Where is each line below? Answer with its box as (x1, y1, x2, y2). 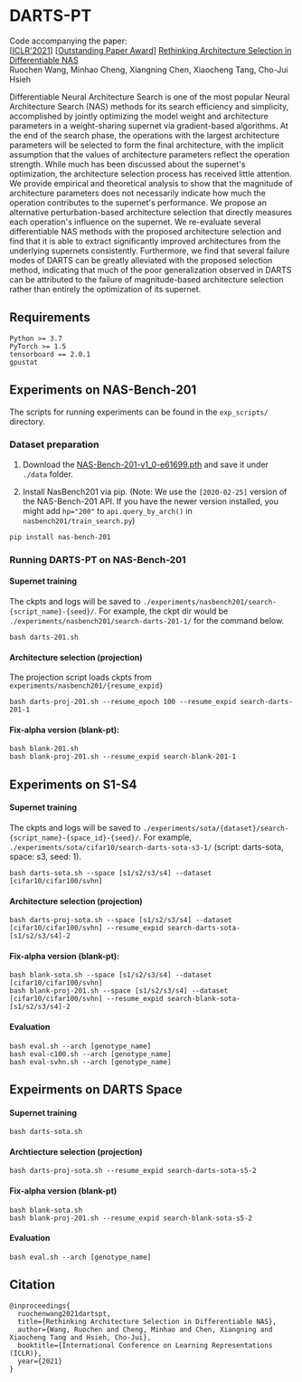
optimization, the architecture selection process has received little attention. (9, 168, 292, 179)
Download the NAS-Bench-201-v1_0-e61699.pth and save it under (22, 459, 269, 470)
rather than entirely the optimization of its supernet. (9, 283, 202, 294)
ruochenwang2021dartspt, (17, 1309, 111, 1318)
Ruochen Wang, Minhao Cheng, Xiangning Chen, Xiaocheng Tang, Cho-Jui (9, 64, 288, 75)
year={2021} (17, 1357, 63, 1366)
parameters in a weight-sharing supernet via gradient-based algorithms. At (9, 119, 289, 131)
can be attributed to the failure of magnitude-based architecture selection (9, 273, 284, 285)
